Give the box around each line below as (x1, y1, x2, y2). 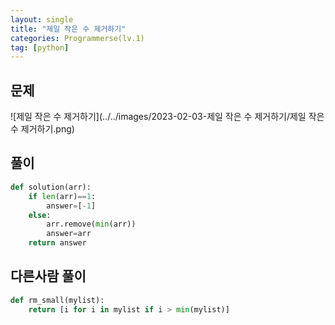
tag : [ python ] (10, 42, 70, 53)
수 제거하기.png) (10, 123, 75, 135)
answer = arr (46, 229, 92, 239)
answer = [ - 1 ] (46, 201, 97, 211)
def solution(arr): (10, 182, 92, 192)
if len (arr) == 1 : (28, 191, 97, 201)
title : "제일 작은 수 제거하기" (10, 24, 127, 34)
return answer (28, 238, 87, 248)
